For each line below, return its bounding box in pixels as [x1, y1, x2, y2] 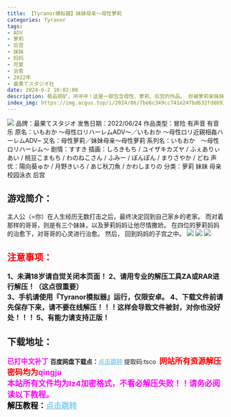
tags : [7, 23, 23, 30]
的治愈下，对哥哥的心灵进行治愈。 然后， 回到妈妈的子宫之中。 [7, 229, 186, 238]
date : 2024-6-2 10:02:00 [7, 87, 78, 93]
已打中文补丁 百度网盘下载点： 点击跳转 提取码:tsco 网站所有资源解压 [7, 357, 222, 366]
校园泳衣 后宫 [7, 170, 45, 179]
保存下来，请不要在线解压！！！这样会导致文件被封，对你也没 [14, 302, 214, 312]
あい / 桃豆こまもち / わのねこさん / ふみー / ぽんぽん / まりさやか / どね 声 [7, 153, 217, 161]
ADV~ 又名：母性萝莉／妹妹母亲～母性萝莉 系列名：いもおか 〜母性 [25, 136, 220, 144]
